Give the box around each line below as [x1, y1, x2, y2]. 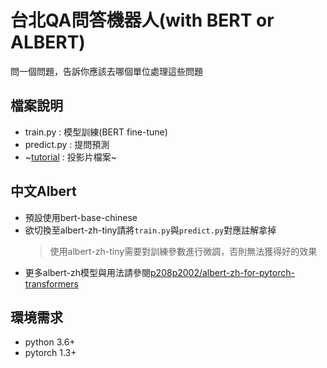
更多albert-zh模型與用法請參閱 [24, 266, 152, 278]
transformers [24, 277, 79, 290]
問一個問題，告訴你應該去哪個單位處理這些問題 [10, 65, 203, 77]
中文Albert [10, 183, 77, 200]
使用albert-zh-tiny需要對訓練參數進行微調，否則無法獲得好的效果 [49, 245, 318, 257]
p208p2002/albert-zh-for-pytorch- [150, 266, 295, 278]
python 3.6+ [24, 336, 76, 348]
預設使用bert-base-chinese [24, 211, 138, 223]
